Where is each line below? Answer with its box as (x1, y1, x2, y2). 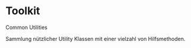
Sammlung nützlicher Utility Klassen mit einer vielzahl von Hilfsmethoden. (5, 35, 186, 42)
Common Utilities (5, 24, 48, 31)
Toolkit (5, 4, 40, 18)
